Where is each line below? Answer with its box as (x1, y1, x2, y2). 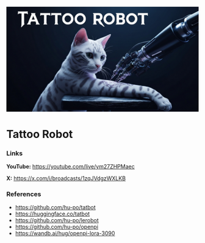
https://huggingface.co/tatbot (15, 210, 90, 217)
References (6, 190, 41, 198)
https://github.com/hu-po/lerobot (15, 217, 99, 224)
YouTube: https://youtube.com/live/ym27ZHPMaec (6, 163, 135, 170)
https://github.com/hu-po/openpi (15, 223, 99, 231)
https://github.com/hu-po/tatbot (15, 204, 96, 211)
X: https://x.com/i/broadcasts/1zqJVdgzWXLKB (6, 175, 126, 182)
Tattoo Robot (6, 127, 73, 141)
